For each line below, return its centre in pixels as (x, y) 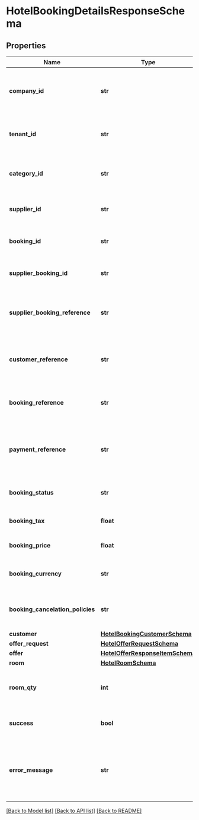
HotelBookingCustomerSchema (146, 634)
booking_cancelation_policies (52, 609)
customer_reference (38, 359)
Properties (26, 46)
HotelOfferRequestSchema (139, 644)
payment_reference (38, 449)
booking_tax (27, 521)
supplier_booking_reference (50, 312)
